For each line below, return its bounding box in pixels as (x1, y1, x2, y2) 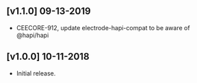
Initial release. (16, 69, 56, 78)
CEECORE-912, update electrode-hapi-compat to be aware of (16, 23, 190, 32)
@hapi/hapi (16, 31, 49, 39)
